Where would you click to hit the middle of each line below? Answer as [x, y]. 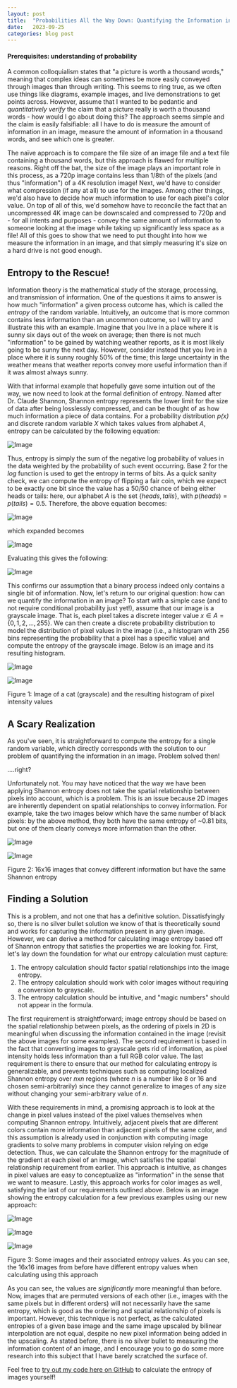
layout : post [26, 14]
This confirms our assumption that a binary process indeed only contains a [116, 586]
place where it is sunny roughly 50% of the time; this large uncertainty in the [119, 357]
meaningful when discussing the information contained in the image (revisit [117, 1033]
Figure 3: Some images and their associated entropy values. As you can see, [119, 1259]
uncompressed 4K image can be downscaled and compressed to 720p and [117, 213]
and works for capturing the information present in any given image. [106, 931]
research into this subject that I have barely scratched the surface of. [108, 1356]
